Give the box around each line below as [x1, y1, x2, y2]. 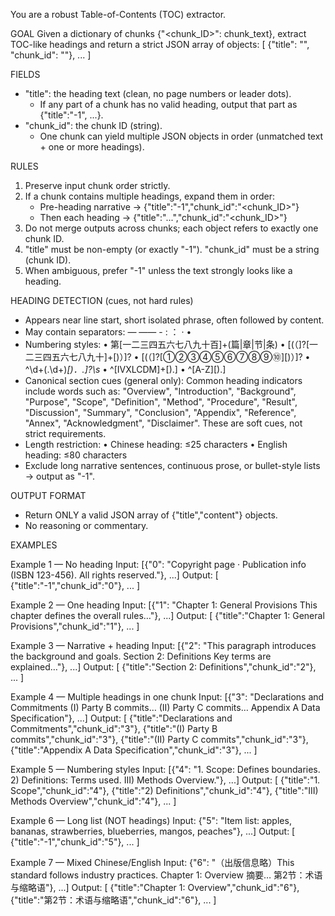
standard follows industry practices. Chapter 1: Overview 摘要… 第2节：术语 [10, 869, 323, 881]
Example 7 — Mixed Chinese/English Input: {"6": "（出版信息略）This [10, 857, 295, 868]
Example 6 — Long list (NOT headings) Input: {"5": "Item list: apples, [10, 815, 292, 826]
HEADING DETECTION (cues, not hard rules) [10, 295, 194, 306]
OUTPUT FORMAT [10, 490, 87, 501]
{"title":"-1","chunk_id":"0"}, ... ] [10, 580, 141, 591]
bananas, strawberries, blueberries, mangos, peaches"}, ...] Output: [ [10, 825, 296, 837]
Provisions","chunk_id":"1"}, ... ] [10, 620, 140, 632]
